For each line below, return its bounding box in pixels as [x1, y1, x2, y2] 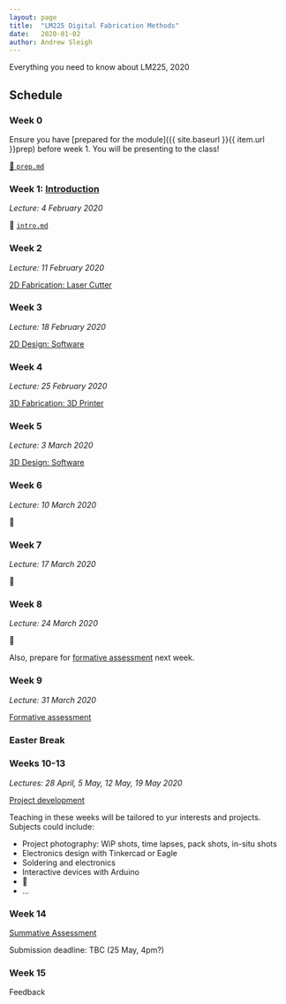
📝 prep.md [9, 160, 45, 171]
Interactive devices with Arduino [21, 866, 139, 877]
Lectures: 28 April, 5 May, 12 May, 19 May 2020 [9, 778, 183, 788]
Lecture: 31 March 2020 [9, 694, 97, 705]
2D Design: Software [9, 338, 85, 349]
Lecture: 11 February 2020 [9, 262, 104, 272]
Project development [9, 794, 86, 805]
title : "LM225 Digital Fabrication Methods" [9, 21, 179, 30]
